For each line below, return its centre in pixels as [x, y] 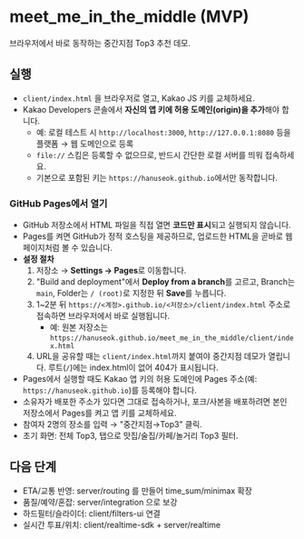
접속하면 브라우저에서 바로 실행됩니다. [103, 316]
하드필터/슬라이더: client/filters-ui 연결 [91, 513]
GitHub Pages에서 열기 [59, 204]
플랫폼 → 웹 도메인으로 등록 [85, 144]
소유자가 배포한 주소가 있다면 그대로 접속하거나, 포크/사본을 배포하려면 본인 [155, 402]
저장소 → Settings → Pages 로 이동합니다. [111, 271]
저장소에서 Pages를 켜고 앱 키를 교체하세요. [99, 413]
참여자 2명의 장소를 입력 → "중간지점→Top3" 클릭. [112, 424]
